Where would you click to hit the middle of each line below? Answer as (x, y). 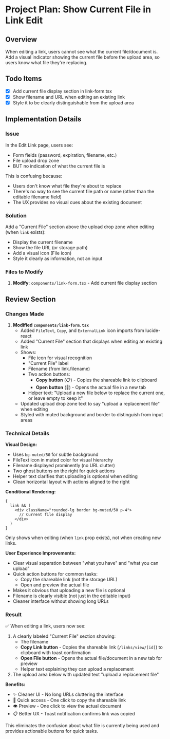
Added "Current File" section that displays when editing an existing (91, 341)
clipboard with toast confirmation (55, 652)
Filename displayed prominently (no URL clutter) (64, 466)
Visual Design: (21, 445)
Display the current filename (43, 242)
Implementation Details (43, 119)
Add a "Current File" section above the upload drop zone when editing (80, 227)
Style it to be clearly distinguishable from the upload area (73, 103)
